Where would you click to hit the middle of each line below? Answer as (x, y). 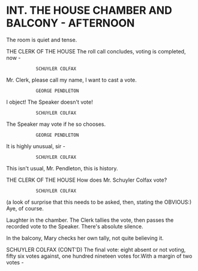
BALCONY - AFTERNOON (70, 23)
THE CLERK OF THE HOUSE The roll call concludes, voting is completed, (96, 51)
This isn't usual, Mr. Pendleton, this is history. (62, 168)
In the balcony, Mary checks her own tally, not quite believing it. (85, 238)
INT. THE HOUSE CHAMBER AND (89, 10)
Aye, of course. (25, 208)
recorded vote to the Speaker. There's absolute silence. (75, 226)
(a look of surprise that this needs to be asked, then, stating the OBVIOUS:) (99, 202)
